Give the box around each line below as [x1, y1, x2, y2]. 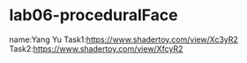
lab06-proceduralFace [9, 5, 178, 25]
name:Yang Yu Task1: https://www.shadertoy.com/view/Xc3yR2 [9, 34, 238, 45]
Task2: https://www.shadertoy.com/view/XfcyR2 [9, 43, 183, 53]
